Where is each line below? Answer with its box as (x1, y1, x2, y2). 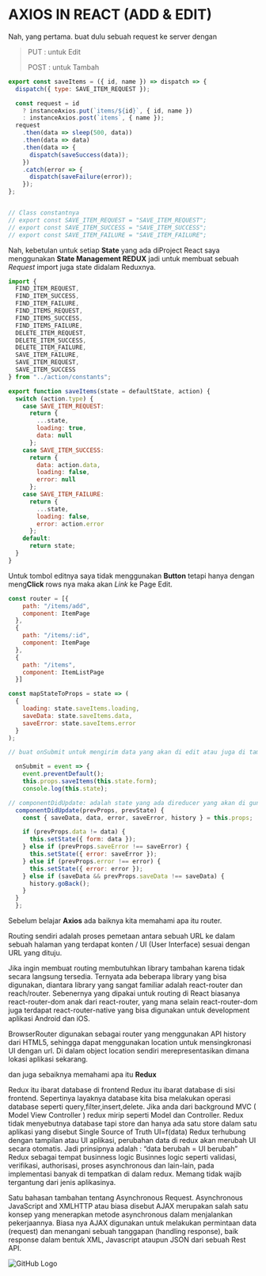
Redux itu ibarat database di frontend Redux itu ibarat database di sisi (8, 1085, 236, 1095)
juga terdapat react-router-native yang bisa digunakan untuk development (8, 1005, 250, 1015)
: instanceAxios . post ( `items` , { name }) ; (22, 114, 165, 122)
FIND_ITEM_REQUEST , (15, 285, 80, 293)
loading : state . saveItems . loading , (22, 704, 140, 713)
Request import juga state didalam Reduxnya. (8, 262, 156, 272)
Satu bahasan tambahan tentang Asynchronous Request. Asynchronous (8, 1193, 244, 1202)
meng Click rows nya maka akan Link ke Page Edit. (8, 579, 173, 589)
